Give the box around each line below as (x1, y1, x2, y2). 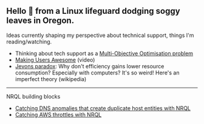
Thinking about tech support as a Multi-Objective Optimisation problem (15, 50, 193, 57)
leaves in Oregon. (6, 16, 75, 26)
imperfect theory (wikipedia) (15, 75, 87, 82)
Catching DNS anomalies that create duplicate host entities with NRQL (15, 104, 191, 112)
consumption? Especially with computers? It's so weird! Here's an (15, 69, 180, 76)
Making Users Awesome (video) (15, 56, 95, 64)
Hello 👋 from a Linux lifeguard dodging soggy (6, 6, 180, 16)
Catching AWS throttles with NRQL (15, 111, 102, 118)
